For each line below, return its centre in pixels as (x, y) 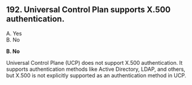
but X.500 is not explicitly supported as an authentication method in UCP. (96, 75)
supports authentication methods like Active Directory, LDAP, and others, (96, 69)
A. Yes (14, 33)
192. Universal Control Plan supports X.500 (89, 10)
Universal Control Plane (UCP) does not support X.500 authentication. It (95, 62)
